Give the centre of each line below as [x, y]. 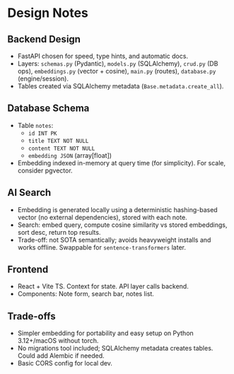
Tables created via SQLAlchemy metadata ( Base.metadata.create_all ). [121, 86]
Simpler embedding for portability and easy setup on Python [106, 333]
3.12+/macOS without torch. [58, 341]
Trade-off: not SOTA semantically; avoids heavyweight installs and [114, 240]
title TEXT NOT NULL [58, 141]
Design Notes [48, 13]
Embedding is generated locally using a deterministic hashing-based [117, 209]
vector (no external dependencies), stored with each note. [102, 217]
